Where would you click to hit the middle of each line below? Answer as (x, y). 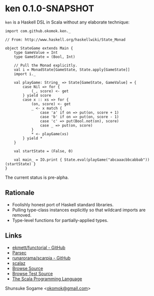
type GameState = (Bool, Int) (45, 57)
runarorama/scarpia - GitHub (41, 258)
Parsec (19, 252)
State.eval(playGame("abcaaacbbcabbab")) (107, 160)
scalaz (19, 263)
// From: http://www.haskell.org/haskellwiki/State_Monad (65, 40)
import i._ (25, 74)
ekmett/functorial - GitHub (39, 247)
